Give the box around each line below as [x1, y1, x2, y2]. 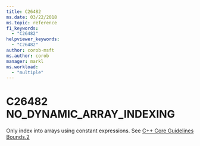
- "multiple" [11, 69, 44, 75]
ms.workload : [6, 64, 39, 70]
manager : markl [6, 58, 44, 64]
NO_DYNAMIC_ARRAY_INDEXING [6, 107, 176, 121]
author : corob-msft [6, 47, 55, 53]
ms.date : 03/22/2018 [6, 14, 58, 20]
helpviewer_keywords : [6, 36, 60, 42]
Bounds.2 [6, 134, 30, 141]
